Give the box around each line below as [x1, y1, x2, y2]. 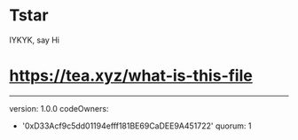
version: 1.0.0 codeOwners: [9, 103, 109, 113]
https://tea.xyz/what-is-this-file [9, 66, 253, 86]
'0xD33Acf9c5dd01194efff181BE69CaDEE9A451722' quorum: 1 [21, 121, 252, 131]
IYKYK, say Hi [9, 35, 60, 45]
